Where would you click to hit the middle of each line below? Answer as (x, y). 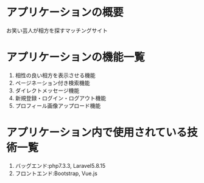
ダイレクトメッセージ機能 (47, 90)
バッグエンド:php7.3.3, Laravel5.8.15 (60, 165)
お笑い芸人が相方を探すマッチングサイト (57, 30)
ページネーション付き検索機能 (52, 83)
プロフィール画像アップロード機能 (58, 105)
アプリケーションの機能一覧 (76, 57)
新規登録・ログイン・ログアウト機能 (61, 98)
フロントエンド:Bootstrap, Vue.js (56, 173)
